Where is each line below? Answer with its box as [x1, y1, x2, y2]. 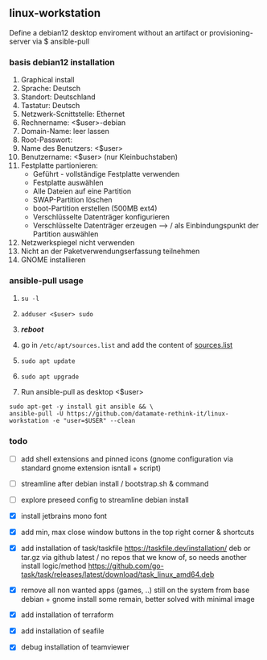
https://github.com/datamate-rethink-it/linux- [66, 410, 229, 418]
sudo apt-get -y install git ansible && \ [9, 403, 154, 411]
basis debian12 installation [9, 56, 116, 68]
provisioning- [208, 27, 254, 37]
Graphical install [20, 75, 75, 85]
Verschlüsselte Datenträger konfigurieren [32, 212, 170, 222]
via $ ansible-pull [32, 36, 90, 46]
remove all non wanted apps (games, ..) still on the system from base [20, 585, 250, 595]
